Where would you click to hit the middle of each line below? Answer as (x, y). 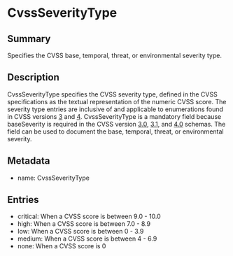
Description (33, 77)
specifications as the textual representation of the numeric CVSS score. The (117, 101)
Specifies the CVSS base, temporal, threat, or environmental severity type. (115, 55)
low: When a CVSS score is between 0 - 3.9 (80, 232)
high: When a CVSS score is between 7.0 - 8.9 (84, 224)
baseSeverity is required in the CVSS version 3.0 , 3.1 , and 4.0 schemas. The (116, 124)
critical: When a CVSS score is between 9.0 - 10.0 (89, 216)
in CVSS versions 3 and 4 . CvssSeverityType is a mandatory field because (114, 116)
